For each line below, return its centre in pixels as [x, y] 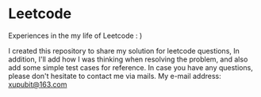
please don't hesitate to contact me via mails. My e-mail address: [115, 76]
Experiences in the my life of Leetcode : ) [75, 35]
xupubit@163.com [38, 84]
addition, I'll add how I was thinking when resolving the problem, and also [128, 59]
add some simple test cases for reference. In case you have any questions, [131, 67]
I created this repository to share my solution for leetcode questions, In [124, 50]
